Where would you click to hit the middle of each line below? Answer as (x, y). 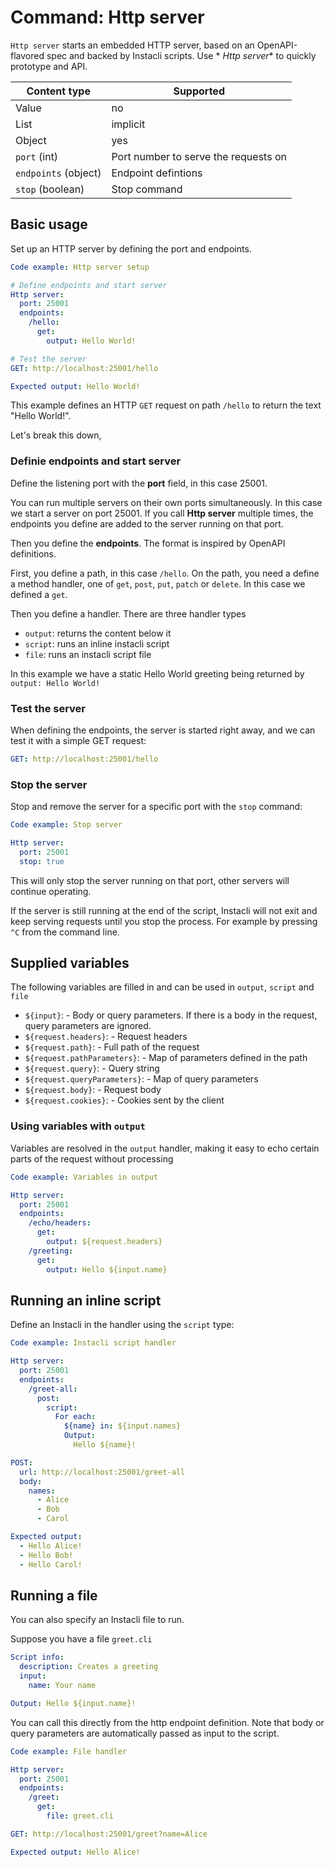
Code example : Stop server (66, 825)
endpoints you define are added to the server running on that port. (147, 523)
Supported (199, 91)
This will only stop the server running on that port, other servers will (150, 880)
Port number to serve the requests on (199, 156)
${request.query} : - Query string (92, 1068)
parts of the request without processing (92, 1158)
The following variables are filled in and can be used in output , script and (162, 987)
